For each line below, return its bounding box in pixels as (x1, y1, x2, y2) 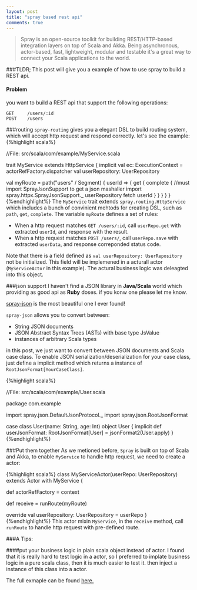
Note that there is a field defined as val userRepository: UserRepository (6, 252, 182, 259)
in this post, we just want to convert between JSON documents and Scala (6, 346, 185, 354)
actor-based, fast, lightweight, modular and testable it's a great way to (20, 48, 191, 55)
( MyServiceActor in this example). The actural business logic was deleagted (6, 264, 188, 271)
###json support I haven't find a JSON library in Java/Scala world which (6, 282, 182, 289)
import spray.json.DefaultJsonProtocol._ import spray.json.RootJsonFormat (6, 411, 188, 418)
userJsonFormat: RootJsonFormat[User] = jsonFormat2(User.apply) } (6, 429, 173, 436)
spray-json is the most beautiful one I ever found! (6, 300, 125, 307)
